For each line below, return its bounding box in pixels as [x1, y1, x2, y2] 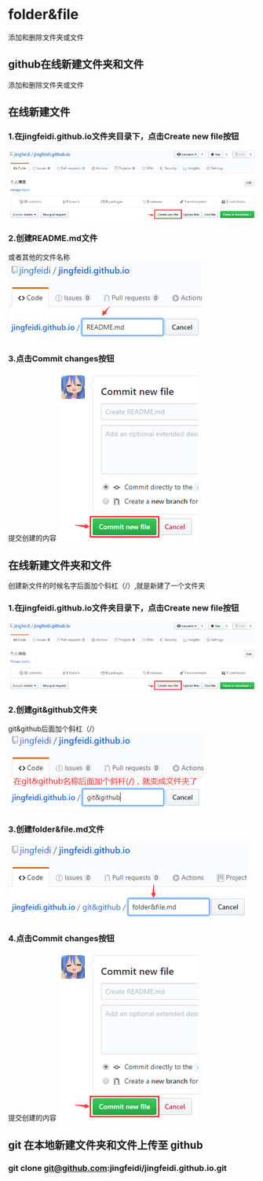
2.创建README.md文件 [8, 233, 98, 244]
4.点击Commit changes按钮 [8, 932, 115, 943]
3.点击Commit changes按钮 [8, 352, 115, 364]
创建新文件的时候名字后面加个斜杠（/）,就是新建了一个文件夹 [8, 581, 206, 590]
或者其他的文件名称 [8, 252, 71, 261]
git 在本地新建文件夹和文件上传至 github [8, 1139, 203, 1152]
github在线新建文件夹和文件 [8, 57, 144, 72]
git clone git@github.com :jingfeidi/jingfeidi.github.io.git [8, 1162, 228, 1173]
